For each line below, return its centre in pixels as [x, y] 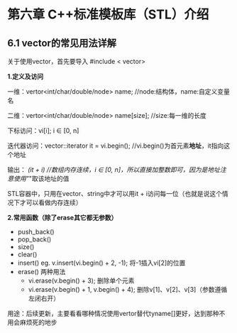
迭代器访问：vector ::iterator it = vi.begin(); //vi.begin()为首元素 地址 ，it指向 [116, 146]
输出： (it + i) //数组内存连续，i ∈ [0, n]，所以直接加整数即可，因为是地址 [114, 170]
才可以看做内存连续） [51, 202]
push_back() [36, 232]
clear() [27, 254]
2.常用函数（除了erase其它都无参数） [62, 218]
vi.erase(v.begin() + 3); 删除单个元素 [81, 280]
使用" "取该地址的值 [41, 179]
